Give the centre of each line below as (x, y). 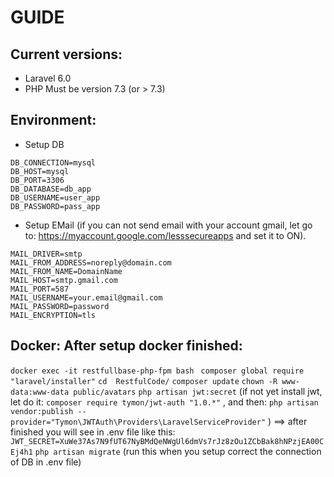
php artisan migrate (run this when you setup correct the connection (178, 451)
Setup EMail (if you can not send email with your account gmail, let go (168, 225)
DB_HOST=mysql (40, 171)
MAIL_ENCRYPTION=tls (53, 315)
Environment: (53, 120)
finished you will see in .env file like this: (93, 432)
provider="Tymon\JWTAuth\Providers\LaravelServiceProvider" (138, 422)
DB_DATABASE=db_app (51, 189)
